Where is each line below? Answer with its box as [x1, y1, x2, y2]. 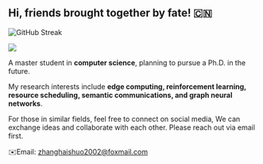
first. [8, 131, 24, 140]
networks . [8, 99, 43, 108]
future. [8, 66, 30, 76]
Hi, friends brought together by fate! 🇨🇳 [8, 6, 213, 20]
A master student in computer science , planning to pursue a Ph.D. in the [8, 57, 246, 67]
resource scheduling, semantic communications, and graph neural [8, 90, 233, 100]
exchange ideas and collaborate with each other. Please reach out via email [8, 123, 256, 132]
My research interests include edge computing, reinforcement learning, [8, 81, 246, 91]
